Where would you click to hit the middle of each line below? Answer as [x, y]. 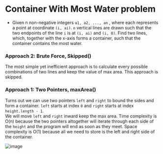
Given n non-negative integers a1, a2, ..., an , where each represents [85, 22]
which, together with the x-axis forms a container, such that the [76, 38]
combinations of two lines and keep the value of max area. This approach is [82, 72]
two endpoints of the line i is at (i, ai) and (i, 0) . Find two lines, [80, 33]
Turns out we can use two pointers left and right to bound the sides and [80, 100]
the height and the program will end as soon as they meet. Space [71, 126]
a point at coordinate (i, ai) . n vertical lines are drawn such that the [82, 27]
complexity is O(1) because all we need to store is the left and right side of [80, 132]
